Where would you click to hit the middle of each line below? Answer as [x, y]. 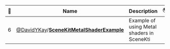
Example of [142, 20]
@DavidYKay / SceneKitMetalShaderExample [70, 30]
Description [143, 11]
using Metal [143, 27]
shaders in [141, 33]
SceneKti [140, 39]
